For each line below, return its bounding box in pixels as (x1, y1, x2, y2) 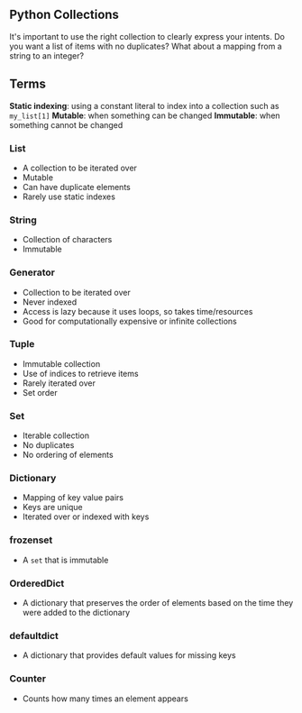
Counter (9, 672, 47, 685)
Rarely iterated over (22, 378, 96, 388)
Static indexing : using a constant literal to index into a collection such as (9, 100, 279, 111)
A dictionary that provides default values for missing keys (22, 650, 236, 661)
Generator (9, 266, 56, 279)
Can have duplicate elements (22, 181, 131, 192)
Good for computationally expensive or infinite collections (22, 315, 237, 326)
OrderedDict (9, 577, 65, 590)
